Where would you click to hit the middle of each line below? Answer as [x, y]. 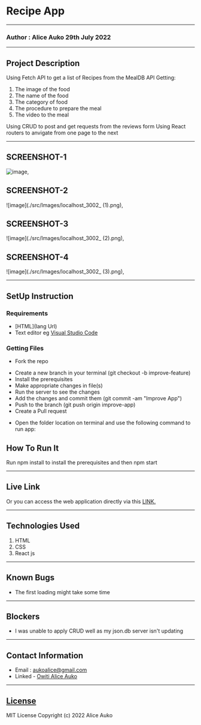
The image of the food [42, 89]
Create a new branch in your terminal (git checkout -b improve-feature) [103, 373]
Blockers [23, 616]
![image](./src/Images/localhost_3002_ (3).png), [65, 272]
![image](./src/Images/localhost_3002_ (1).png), [65, 205]
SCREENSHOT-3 [37, 224]
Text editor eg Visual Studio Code [56, 332]
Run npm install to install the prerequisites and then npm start [82, 463]
